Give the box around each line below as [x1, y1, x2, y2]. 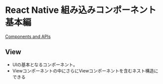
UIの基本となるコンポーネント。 [12, 61, 78, 67]
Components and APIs [5, 33, 51, 40]
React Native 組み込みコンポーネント [5, 4, 157, 16]
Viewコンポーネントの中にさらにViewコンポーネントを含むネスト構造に [12, 68, 159, 74]
